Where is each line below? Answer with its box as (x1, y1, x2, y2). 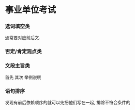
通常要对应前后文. (5, 35, 41, 41)
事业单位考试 (5, 4, 57, 16)
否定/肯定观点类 (5, 48, 42, 55)
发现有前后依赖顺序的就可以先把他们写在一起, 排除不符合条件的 (5, 100, 131, 105)
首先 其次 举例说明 (5, 74, 42, 80)
